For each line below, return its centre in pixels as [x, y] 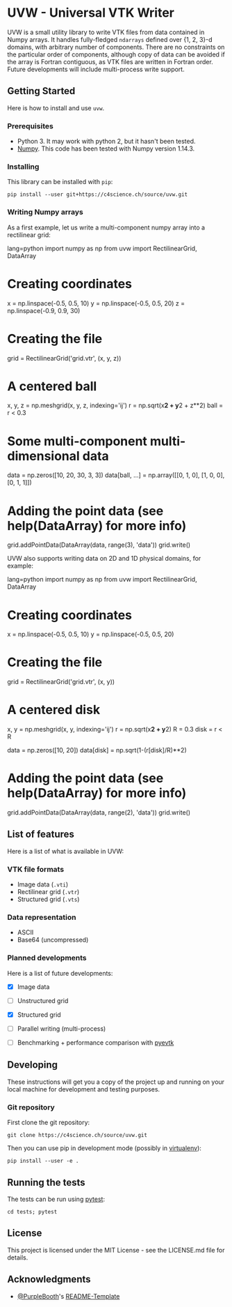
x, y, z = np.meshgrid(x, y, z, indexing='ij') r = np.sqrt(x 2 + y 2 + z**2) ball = [115, 405]
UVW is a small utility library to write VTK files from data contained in [106, 32]
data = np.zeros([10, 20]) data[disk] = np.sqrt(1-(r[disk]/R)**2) [97, 750]
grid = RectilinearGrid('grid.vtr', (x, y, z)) [64, 358]
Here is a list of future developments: [60, 973]
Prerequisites [30, 126]
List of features [41, 834]
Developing [32, 1065]
